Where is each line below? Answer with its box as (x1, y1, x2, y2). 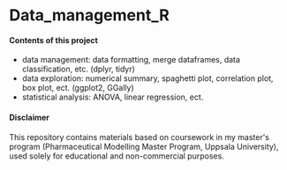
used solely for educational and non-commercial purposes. (9, 151, 225, 161)
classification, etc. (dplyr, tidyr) (21, 63, 135, 75)
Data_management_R (9, 5, 170, 26)
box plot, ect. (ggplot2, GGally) (21, 83, 134, 93)
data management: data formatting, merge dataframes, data (21, 55, 241, 65)
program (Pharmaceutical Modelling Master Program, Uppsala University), (9, 141, 279, 152)
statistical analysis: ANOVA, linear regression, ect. (21, 92, 204, 102)
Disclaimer (9, 112, 50, 122)
